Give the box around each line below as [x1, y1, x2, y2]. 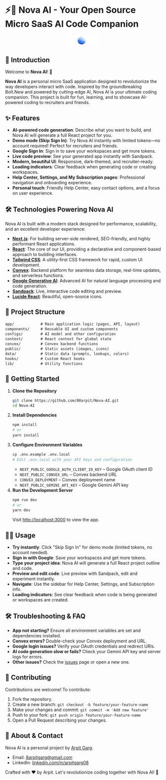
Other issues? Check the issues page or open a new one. [12, 659, 130, 665]
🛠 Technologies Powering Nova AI [5, 205, 114, 213]
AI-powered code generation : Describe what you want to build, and [12, 127, 152, 133]
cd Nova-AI [12, 403, 35, 408]
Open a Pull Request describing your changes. [12, 717, 107, 723]
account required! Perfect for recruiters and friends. [12, 143, 119, 149]
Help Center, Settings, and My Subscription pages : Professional [12, 174, 145, 180]
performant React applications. [12, 241, 76, 247]
